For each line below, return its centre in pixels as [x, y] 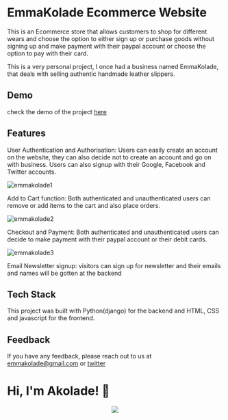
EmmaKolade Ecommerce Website [107, 13]
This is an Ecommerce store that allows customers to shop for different [107, 31]
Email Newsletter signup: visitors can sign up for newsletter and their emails [114, 265]
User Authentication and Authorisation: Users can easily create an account [112, 150]
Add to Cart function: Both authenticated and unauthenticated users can [109, 198]
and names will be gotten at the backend [64, 273]
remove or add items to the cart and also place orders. [84, 205]
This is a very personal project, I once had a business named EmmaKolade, [113, 66]
